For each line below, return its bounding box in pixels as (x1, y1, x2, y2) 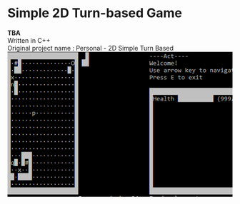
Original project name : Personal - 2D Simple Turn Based (7, 44, 174, 52)
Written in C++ (7, 36, 51, 44)
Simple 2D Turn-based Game (7, 5, 183, 21)
